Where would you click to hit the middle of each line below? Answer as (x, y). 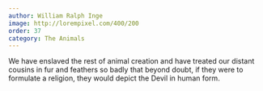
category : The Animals (47, 38)
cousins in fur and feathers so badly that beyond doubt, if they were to (126, 70)
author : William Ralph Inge (56, 16)
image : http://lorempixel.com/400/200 (74, 23)
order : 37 (25, 31)
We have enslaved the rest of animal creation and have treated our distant (131, 61)
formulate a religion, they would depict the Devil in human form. (114, 78)
